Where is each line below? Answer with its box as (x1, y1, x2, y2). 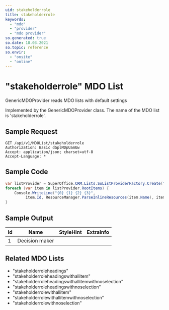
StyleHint (58, 229, 82, 235)
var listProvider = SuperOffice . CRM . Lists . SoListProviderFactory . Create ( (5, 181, 163, 186)
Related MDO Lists (5, 254, 64, 263)
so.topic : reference (5, 45, 49, 50)
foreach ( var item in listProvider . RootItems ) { (5, 185, 109, 191)
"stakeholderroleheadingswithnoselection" (12, 284, 102, 290)
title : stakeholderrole (5, 12, 55, 17)
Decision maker (17, 237, 54, 244)
